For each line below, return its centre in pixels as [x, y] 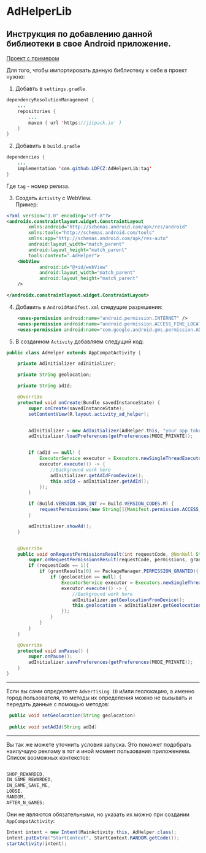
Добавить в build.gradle [48, 146]
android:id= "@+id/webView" [74, 267]
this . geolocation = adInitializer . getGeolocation [137, 606]
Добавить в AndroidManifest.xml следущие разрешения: [89, 307]
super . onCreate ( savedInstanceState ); [76, 408]
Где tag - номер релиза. [38, 186]
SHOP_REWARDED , [26, 774]
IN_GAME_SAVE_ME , [29, 785]
